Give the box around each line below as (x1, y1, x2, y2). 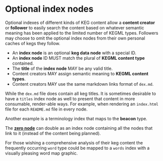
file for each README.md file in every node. (5, 106, 88, 112)
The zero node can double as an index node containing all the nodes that (5, 125, 153, 131)
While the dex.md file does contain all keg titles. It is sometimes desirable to (5, 91, 156, 96)
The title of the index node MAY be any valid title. (12, 65, 113, 71)
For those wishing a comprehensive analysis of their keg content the (5, 139, 143, 145)
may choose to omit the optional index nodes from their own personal (5, 35, 145, 41)
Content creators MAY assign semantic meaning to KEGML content (12, 70, 148, 76)
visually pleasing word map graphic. (5, 150, 78, 156)
